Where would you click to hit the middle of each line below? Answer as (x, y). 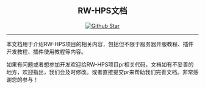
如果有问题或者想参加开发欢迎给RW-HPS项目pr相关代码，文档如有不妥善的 (100, 64)
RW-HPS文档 (103, 11)
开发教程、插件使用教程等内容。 (46, 51)
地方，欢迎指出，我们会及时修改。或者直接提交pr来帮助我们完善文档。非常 (100, 72)
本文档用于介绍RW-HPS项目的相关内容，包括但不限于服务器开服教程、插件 (100, 44)
